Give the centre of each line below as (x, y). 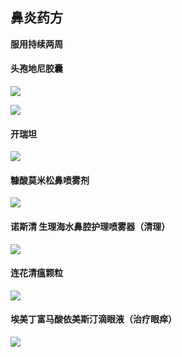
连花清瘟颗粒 (36, 273)
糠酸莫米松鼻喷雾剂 (50, 180)
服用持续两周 (36, 44)
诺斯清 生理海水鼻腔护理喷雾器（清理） (90, 227)
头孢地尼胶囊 (36, 69)
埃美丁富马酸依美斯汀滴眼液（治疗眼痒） (93, 319)
